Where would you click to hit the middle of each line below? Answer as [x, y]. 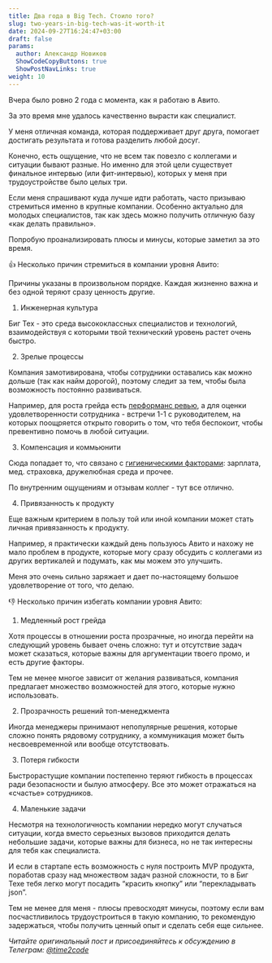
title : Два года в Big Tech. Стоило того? [81, 16]
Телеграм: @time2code [49, 949]
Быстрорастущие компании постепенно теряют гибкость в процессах [131, 776]
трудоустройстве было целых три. [68, 182]
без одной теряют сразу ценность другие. [82, 292]
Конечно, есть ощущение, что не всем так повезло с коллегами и [123, 156]
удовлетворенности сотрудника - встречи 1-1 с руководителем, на [125, 414]
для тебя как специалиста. [55, 850]
